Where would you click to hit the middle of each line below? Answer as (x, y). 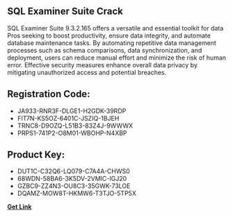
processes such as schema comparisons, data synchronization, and (105, 50)
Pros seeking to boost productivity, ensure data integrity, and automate (109, 35)
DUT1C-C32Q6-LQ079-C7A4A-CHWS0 (73, 171)
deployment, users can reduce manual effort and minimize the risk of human (117, 58)
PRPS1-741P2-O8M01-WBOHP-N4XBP (72, 133)
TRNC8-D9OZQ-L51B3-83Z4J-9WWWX (75, 125)
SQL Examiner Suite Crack (65, 11)
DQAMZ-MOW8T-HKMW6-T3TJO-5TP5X (77, 193)
